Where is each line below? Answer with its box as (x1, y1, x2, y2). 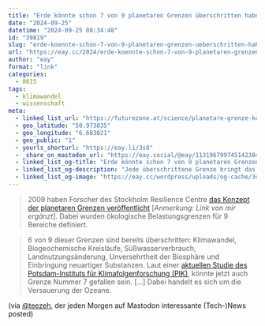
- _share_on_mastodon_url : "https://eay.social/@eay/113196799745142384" (15, 151, 263, 159)
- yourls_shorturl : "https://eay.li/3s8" (15, 144, 154, 152)
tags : (8, 84, 26, 93)
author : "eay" (8, 56, 55, 64)
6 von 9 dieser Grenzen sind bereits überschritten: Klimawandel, (27, 234, 237, 245)
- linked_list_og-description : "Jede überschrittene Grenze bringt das (15, 166, 256, 174)
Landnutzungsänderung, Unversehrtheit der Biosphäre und (27, 252, 220, 261)
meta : (8, 107, 26, 115)
